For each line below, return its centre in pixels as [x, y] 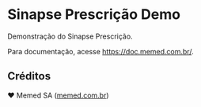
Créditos [29, 76]
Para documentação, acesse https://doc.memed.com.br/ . [101, 51]
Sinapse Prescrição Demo [94, 15]
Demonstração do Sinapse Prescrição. [70, 36]
